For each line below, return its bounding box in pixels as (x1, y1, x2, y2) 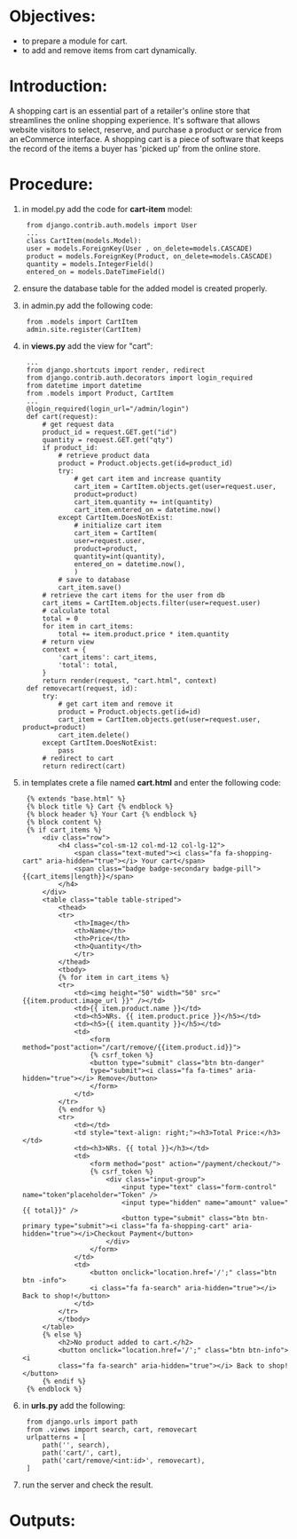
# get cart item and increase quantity (74, 474, 222, 483)
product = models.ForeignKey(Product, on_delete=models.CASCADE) (26, 251, 273, 261)
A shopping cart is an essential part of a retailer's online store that (9, 105, 251, 116)
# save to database (58, 575, 130, 584)
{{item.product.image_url (21, 996, 118, 1005)
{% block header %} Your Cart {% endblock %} (26, 809, 198, 818)
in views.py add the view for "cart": (21, 340, 153, 351)
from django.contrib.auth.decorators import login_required (26, 373, 254, 383)
